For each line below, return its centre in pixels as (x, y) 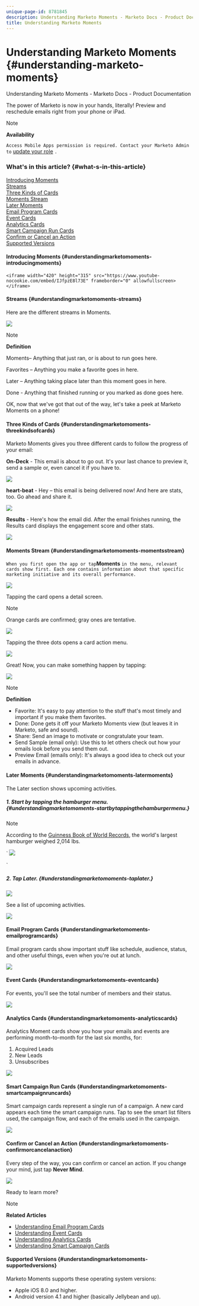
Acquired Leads (34, 1049)
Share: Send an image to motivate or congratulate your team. (89, 736)
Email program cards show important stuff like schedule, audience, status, (97, 949)
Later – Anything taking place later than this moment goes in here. (86, 381)
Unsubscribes (32, 1062)
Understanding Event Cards (49, 1233)
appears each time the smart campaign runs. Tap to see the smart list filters (99, 1112)
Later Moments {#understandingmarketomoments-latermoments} (90, 775)
